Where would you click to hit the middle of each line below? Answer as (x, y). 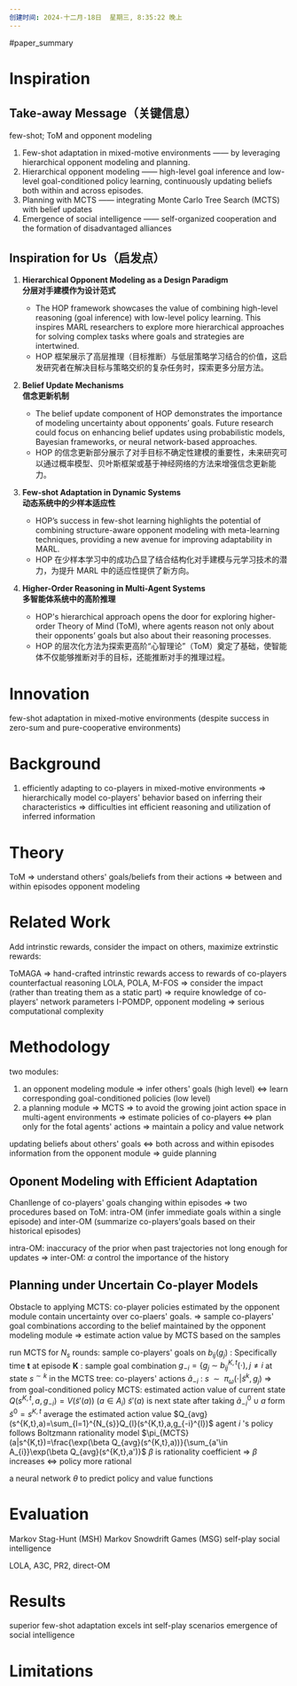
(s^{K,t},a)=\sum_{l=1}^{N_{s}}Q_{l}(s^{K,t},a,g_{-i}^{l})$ (112, 1423)
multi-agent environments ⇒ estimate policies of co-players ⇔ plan (147, 1117)
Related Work (60, 922)
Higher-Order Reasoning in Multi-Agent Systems (113, 589)
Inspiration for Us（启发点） (87, 258)
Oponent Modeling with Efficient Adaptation (133, 1181)
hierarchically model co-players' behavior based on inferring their (142, 798)
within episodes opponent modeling (74, 887)
